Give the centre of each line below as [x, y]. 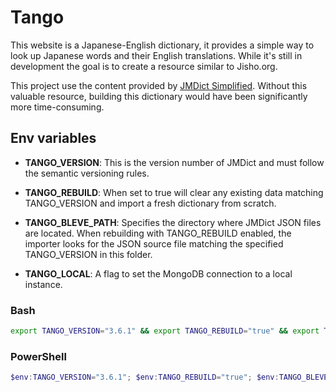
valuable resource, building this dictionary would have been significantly [159, 96]
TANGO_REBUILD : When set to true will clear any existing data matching [174, 192]
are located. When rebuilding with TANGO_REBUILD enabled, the [158, 233]
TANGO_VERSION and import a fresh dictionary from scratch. [150, 203]
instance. [43, 284]
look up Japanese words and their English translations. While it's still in [156, 55]
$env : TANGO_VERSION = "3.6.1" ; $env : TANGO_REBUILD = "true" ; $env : [145, 377]
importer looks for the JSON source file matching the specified [154, 243]
